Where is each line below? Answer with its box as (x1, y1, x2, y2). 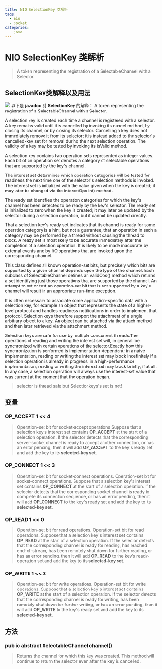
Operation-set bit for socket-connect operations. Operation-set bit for (16, 473, 156, 479)
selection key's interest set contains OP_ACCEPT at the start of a (16, 430, 147, 435)
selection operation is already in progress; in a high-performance (5, 358, 135, 364)
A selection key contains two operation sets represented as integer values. (5, 152, 154, 158)
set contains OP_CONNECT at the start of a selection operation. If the (16, 483, 156, 489)
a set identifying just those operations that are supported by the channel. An (5, 277, 157, 284)
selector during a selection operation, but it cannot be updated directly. (5, 212, 147, 218)
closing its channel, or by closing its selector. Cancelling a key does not (5, 127, 147, 133)
